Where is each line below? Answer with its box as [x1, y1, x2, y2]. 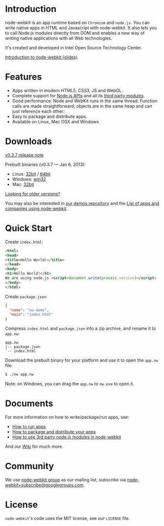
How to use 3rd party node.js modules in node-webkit [12, 434, 121, 440]
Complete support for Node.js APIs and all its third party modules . [12, 92, 145, 98]
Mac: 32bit [12, 181, 34, 187]
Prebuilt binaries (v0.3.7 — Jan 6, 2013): [5, 161, 86, 167]
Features [5, 71, 42, 83]
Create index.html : [5, 239, 43, 245]
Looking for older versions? [5, 191, 60, 197]
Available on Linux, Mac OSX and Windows [12, 118, 99, 124]
